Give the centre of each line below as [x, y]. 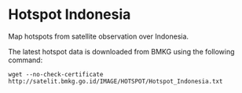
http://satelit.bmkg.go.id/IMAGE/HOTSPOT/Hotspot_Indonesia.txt [115, 81]
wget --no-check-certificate [56, 74]
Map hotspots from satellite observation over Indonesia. [99, 36]
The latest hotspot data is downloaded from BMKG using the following [121, 51]
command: [26, 60]
